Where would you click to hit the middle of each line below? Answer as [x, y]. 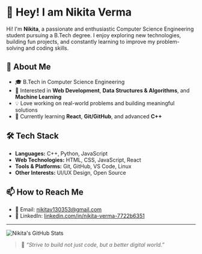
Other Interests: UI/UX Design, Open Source [70, 172]
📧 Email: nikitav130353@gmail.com [58, 210]
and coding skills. [47, 48]
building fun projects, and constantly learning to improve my [81, 41]
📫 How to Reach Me [45, 192]
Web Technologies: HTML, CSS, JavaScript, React [78, 160]
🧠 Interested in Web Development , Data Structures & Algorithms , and [102, 90]
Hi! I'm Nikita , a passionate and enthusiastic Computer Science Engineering [100, 29]
